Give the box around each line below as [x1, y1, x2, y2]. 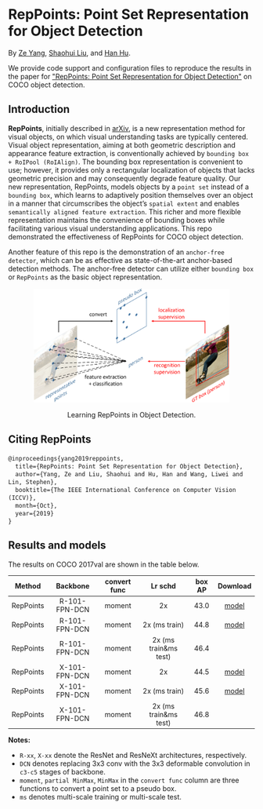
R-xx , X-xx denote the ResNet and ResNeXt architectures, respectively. [19, 751, 247, 760]
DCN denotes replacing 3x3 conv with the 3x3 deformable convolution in [19, 759, 250, 768]
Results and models [8, 539, 106, 552]
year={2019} [15, 509, 55, 517]
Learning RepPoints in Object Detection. [67, 410, 196, 419]
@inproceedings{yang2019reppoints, [8, 454, 124, 462]
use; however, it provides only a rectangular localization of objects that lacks [8, 165, 255, 174]
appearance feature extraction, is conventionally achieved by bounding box [8, 148, 249, 158]
